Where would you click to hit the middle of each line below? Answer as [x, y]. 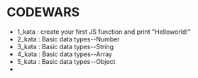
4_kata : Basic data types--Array [65, 54]
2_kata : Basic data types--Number [68, 39]
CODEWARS [43, 12]
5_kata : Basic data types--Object [66, 61]
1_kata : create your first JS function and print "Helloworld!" [104, 32]
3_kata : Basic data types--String [65, 46]
